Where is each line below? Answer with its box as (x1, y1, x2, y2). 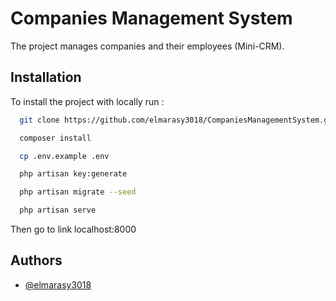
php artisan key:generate (19, 169, 128, 179)
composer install (19, 133, 92, 143)
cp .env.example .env (19, 151, 110, 161)
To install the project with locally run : (10, 95, 165, 107)
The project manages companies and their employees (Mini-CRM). (10, 40, 285, 52)
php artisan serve (19, 205, 97, 216)
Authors (10, 252, 63, 269)
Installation (10, 69, 82, 86)
